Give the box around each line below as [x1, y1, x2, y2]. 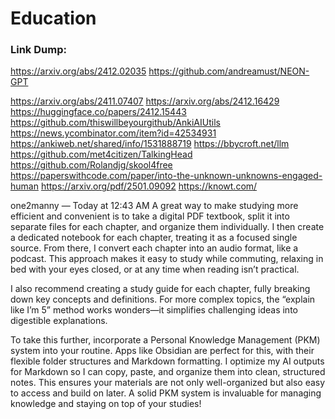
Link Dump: [10, 43, 67, 57]
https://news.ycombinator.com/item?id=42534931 [10, 127, 217, 139]
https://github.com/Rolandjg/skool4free [10, 159, 173, 171]
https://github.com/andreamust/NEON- [148, 65, 310, 77]
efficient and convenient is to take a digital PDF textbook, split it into [10, 210, 290, 222]
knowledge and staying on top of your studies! [10, 398, 202, 410]
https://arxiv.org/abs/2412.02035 [10, 65, 147, 77]
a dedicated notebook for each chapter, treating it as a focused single [10, 232, 298, 244]
